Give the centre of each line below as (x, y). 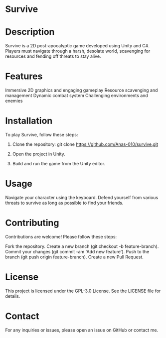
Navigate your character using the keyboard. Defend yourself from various (82, 197)
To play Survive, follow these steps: (42, 135)
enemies (14, 101)
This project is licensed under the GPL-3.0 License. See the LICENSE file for (83, 291)
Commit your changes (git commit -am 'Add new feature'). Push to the (77, 251)
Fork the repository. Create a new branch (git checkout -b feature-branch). (82, 246)
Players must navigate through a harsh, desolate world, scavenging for (78, 51)
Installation (29, 121)
